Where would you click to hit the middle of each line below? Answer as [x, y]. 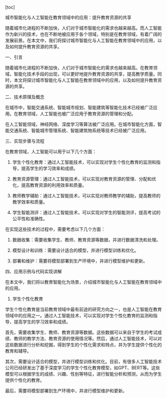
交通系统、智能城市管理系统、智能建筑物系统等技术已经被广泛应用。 [79, 130]
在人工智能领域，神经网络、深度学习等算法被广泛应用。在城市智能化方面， [81, 124]
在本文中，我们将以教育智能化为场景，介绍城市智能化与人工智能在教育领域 [81, 282]
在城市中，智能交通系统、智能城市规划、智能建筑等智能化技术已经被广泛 [79, 107]
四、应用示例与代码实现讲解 [34, 271]
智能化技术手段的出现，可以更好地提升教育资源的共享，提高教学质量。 [85, 74]
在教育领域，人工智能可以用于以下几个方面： [51, 152]
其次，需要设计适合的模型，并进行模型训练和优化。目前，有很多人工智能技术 [83, 361]
